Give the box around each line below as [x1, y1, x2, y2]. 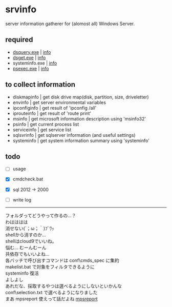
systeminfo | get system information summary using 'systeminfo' [12, 137, 150, 144]
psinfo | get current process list [12, 121, 79, 127]
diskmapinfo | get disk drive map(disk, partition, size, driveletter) [12, 94, 149, 100]
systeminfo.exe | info [12, 60, 57, 66]
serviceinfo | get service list [12, 127, 72, 133]
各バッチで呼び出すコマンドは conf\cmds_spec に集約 [5, 257, 119, 263]
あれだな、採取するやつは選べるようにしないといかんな [5, 283, 122, 289]
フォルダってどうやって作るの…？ [5, 212, 76, 218]
